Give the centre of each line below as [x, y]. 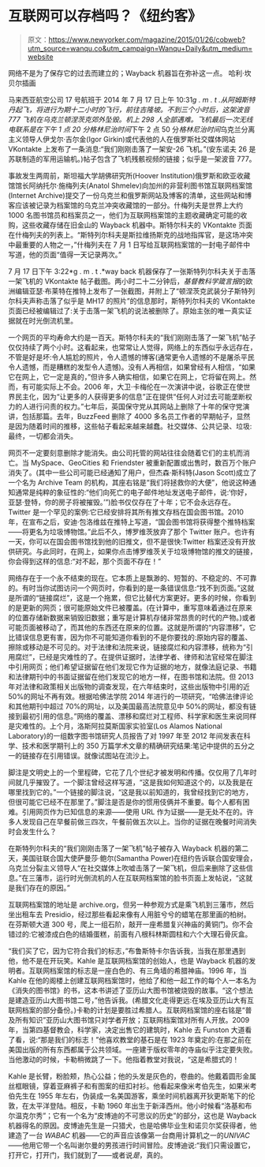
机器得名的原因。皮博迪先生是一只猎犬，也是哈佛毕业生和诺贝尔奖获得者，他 [132, 1125]
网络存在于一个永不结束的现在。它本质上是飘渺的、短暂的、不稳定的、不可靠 [132, 578]
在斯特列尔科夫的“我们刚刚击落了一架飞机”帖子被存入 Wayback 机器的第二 [129, 848]
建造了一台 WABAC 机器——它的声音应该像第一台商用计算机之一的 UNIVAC [129, 1135]
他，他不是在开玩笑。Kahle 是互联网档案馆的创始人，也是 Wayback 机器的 [129, 960]
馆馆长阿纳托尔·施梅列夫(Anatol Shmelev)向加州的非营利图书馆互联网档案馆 [131, 185]
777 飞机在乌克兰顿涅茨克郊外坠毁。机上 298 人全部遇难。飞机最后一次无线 [131, 119]
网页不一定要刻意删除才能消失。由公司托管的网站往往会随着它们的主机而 [125, 453]
